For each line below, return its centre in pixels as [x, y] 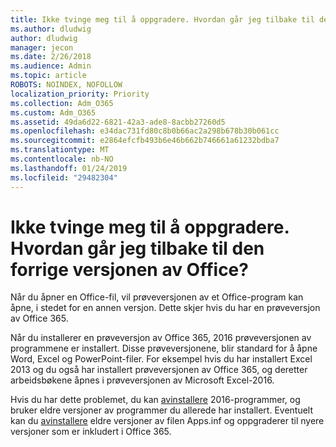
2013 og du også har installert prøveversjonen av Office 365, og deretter [159, 370]
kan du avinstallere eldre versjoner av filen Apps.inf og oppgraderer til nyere [167, 421]
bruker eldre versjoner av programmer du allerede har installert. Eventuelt [162, 410]
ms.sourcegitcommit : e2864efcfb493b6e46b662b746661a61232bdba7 [145, 141]
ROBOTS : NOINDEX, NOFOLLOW [66, 85]
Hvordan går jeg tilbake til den [137, 248]
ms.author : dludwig [51, 29]
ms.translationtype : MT [60, 150]
